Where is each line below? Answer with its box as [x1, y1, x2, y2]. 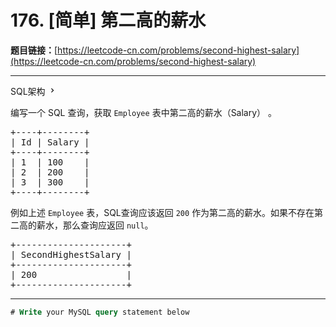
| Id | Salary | [10, 136, 90, 148]
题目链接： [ [10, 44, 58, 56]
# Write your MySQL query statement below [10, 307, 190, 317]
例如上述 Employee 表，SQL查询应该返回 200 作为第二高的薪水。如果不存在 [10, 206, 315, 218]
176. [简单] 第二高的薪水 [10, 9, 207, 32]
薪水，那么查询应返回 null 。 [36, 219, 154, 231]
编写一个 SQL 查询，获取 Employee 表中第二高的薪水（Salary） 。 [10, 106, 278, 118]
